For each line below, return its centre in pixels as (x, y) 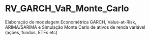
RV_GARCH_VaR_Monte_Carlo (67, 9)
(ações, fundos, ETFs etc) (31, 32)
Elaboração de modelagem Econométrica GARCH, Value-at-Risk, (71, 22)
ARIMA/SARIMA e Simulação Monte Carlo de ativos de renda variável (75, 27)
